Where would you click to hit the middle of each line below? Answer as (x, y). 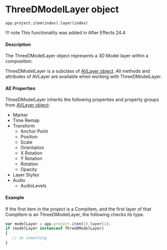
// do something (29, 238)
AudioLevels (34, 186)
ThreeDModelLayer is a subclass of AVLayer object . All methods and (78, 71)
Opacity (29, 170)
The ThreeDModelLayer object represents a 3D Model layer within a (77, 56)
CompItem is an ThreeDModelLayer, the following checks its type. (75, 214)
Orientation (32, 148)
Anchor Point (34, 131)
